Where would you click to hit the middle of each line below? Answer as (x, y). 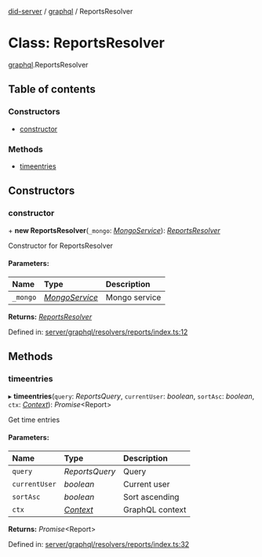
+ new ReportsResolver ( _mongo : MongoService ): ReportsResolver (115, 230)
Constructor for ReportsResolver (61, 246)
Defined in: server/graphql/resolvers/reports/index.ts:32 (99, 544)
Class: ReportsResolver (86, 43)
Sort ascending (151, 497)
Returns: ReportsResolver (50, 316)
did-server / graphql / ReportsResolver (71, 11)
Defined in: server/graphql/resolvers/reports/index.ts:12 (98, 332)
